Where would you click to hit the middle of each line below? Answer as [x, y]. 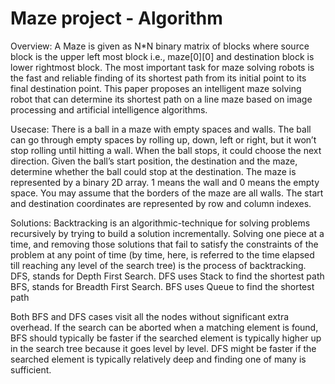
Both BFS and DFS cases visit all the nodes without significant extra [150, 316]
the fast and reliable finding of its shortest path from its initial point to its [158, 78]
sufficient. [31, 369]
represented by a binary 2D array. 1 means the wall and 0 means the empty [165, 182]
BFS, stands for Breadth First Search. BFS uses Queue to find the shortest [162, 286]
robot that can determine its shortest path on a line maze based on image [161, 99]
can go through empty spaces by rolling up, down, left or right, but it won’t [163, 139]
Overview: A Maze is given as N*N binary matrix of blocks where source [160, 46]
